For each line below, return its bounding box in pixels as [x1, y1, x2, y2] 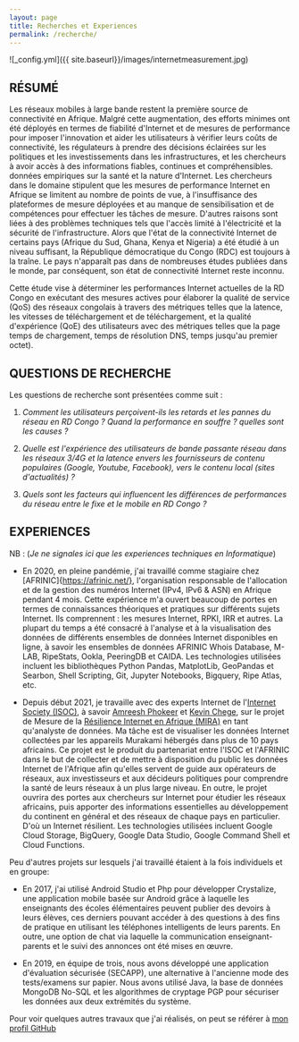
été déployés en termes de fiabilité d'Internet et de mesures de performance [9, 123, 291, 134]
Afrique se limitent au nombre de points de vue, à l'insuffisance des [9, 190, 258, 200]
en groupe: [9, 866, 50, 877]
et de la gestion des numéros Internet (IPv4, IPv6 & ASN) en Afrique [21, 584, 272, 595]
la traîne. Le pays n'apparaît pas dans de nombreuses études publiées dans [9, 256, 288, 267]
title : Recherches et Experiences [9, 21, 138, 30]
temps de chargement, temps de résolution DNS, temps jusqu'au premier [9, 330, 278, 341]
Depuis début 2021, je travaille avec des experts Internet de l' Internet [21, 697, 277, 707]
